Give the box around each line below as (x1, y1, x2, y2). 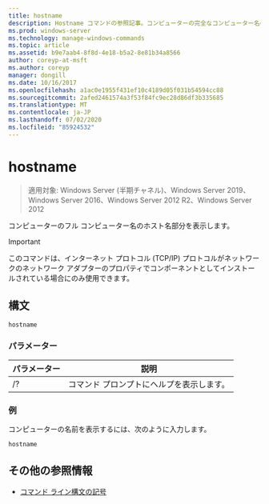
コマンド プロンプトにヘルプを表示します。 (67, 378, 230, 390)
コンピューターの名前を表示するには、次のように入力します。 (8, 425, 211, 434)
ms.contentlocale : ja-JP (8, 109, 91, 117)
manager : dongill (8, 71, 66, 79)
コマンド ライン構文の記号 (19, 486, 106, 496)
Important (8, 237, 41, 246)
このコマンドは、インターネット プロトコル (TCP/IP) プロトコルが (8, 253, 225, 262)
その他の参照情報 (8, 464, 93, 478)
